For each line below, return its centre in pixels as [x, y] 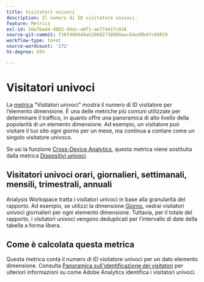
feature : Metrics [28, 23]
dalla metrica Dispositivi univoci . [47, 155]
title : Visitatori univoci [41, 12]
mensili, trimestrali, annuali [59, 185]
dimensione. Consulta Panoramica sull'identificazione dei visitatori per [95, 266]
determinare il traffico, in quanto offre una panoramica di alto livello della [98, 118]
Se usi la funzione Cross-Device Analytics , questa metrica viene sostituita [99, 149]
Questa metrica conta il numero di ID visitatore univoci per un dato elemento [102, 259]
